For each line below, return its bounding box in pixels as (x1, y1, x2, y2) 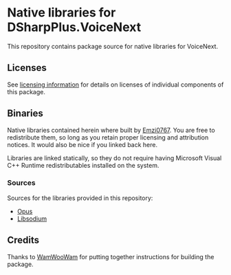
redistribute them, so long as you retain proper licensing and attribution (7, 133, 209, 142)
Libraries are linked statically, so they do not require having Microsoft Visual (7, 153, 222, 162)
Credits (7, 234, 40, 246)
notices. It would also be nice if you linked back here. (7, 140, 158, 148)
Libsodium (16, 214, 47, 223)
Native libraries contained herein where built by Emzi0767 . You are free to (7, 126, 215, 134)
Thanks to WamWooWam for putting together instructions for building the (7, 252, 214, 261)
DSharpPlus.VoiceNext (7, 19, 142, 35)
